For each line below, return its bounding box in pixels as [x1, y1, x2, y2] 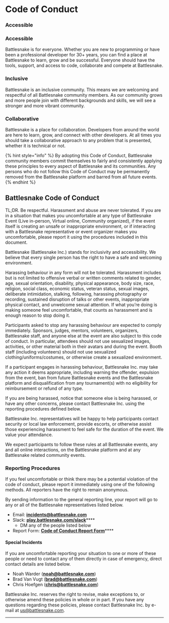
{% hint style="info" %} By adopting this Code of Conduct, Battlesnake [5, 153, 152, 158]
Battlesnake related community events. [5, 452, 86, 458]
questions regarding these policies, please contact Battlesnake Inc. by [5, 602, 151, 608]
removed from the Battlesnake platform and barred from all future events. [5, 174, 157, 180]
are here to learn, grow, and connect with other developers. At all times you [5, 132, 161, 138]
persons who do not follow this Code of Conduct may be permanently [5, 169, 150, 174]
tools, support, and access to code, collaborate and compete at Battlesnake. [5, 62, 163, 68]
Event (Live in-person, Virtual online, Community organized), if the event [5, 218, 155, 224]
